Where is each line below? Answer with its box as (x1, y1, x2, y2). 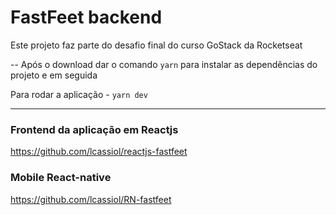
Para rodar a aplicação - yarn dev (10, 88, 148, 100)
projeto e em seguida (10, 69, 98, 81)
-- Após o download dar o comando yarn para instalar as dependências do (10, 58, 318, 70)
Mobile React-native (10, 171, 112, 185)
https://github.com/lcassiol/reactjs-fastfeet (10, 146, 188, 158)
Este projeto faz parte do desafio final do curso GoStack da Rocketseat (10, 39, 303, 51)
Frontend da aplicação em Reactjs (10, 122, 179, 136)
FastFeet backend (10, 6, 163, 29)
